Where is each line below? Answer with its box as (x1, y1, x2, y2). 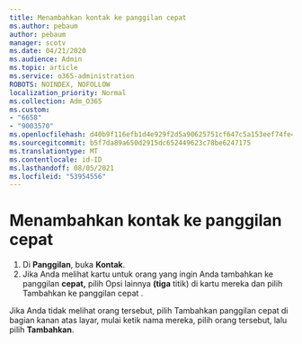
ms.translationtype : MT (9, 146, 99, 155)
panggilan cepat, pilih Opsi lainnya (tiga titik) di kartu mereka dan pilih (22, 278, 283, 289)
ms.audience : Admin (9, 55, 83, 64)
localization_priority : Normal (9, 88, 127, 97)
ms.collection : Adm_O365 (9, 96, 102, 106)
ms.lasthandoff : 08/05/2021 (9, 163, 115, 172)
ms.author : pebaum (9, 22, 78, 31)
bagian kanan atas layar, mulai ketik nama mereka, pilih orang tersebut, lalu (9, 315, 288, 326)
